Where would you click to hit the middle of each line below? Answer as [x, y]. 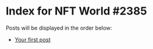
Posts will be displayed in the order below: [59, 28]
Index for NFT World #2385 [76, 11]
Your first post [32, 39]
